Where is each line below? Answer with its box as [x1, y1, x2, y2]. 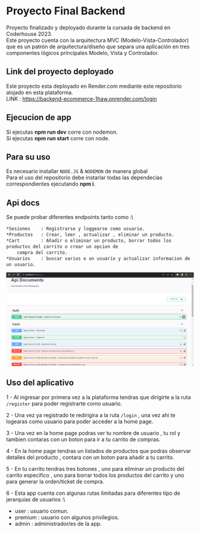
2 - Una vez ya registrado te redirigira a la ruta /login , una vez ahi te [6, 411, 176, 418]
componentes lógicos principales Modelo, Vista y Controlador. [6, 49, 159, 56]
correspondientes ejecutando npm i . [6, 180, 96, 187]
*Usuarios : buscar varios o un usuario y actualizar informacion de [6, 255, 190, 262]
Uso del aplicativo [6, 378, 74, 388]
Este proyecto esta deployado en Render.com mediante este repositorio [6, 82, 182, 90]
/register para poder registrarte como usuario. [6, 400, 123, 407]
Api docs [6, 198, 40, 208]
